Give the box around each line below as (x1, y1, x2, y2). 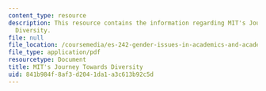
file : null (8, 33, 44, 42)
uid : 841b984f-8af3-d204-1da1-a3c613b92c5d (8, 70, 154, 78)
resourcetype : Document (8, 56, 87, 64)
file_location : (8, 41, 59, 49)
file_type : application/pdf (8, 48, 101, 56)
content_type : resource (8, 11, 87, 20)
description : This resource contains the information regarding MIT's (8, 19, 246, 27)
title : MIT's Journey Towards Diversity (8, 63, 144, 71)
